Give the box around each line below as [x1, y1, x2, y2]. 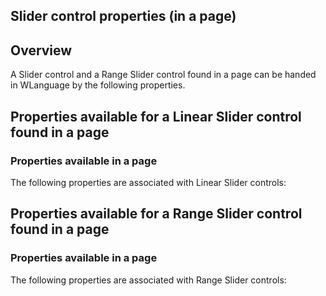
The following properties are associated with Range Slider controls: [10, 274, 287, 286]
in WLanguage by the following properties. [10, 79, 186, 91]
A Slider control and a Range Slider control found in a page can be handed [10, 69, 317, 81]
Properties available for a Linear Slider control [10, 108, 302, 125]
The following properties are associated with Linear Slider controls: [10, 176, 287, 188]
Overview [10, 42, 73, 59]
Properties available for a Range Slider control [10, 205, 303, 223]
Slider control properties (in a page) [10, 8, 237, 25]
